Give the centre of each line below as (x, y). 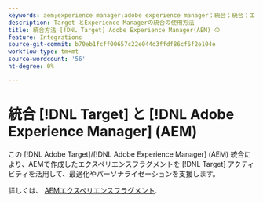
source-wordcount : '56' (47, 60)
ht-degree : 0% (31, 67)
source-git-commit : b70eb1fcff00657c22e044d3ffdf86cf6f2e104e (112, 45)
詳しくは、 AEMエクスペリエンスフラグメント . (83, 190)
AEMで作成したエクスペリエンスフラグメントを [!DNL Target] (127, 164)
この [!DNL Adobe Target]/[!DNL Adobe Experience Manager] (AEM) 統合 (126, 154)
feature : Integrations (45, 37)
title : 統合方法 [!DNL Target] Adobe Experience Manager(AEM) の (114, 30)
